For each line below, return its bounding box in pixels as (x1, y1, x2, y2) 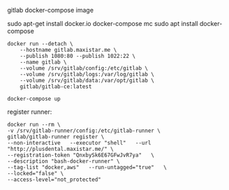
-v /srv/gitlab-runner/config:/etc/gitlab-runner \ (7, 127, 161, 134)
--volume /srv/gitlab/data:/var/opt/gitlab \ (20, 77, 155, 84)
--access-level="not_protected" (7, 176, 101, 183)
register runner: (7, 108, 52, 116)
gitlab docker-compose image (7, 6, 94, 14)
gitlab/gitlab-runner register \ (7, 133, 105, 140)
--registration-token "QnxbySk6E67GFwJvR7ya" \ (7, 152, 155, 159)
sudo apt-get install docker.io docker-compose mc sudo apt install (7, 20, 198, 27)
